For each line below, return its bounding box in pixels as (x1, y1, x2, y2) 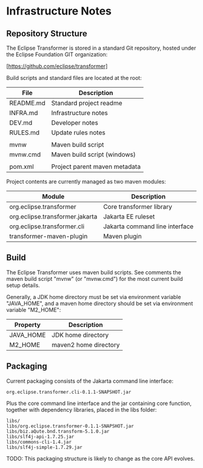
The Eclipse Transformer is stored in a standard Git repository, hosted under (6, 44, 196, 51)
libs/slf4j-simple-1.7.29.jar (6, 444, 83, 450)
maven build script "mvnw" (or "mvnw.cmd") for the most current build (6, 275, 183, 282)
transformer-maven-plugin (9, 232, 88, 240)
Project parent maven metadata (51, 162, 141, 171)
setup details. (6, 282, 41, 289)
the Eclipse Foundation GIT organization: (6, 51, 108, 58)
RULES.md (9, 128, 40, 137)
